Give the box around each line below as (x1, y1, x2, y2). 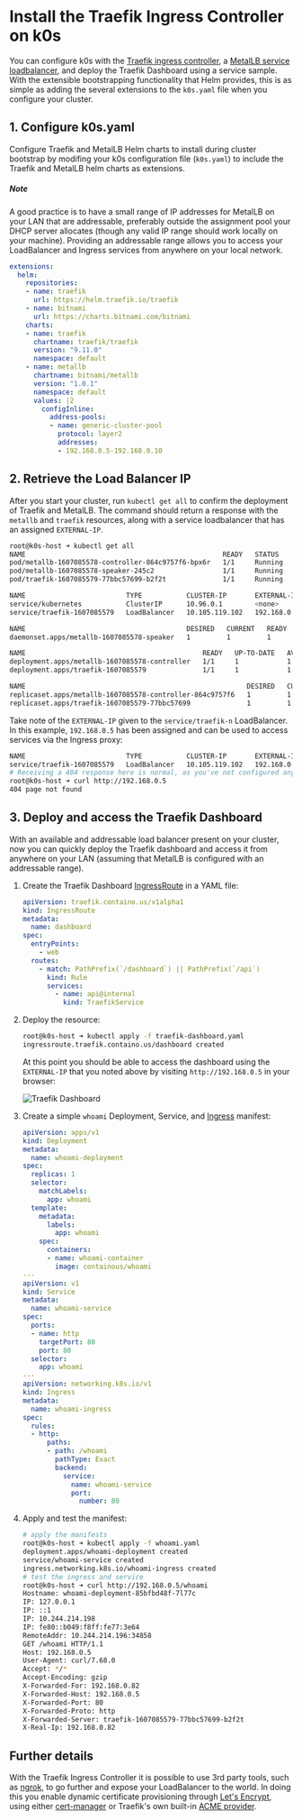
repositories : (25, 279, 78, 288)
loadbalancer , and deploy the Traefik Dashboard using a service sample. (9, 65, 278, 76)
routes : (31, 956, 60, 965)
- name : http (31, 1329, 80, 1338)
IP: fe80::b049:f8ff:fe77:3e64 (22, 1623, 140, 1632)
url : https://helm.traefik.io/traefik (32, 296, 179, 305)
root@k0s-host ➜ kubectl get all (9, 541, 135, 551)
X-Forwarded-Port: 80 (22, 1697, 103, 1707)
